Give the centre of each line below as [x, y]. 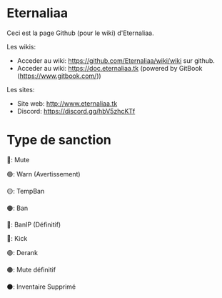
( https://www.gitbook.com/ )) [59, 76]
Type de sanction [59, 140]
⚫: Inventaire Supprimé [41, 287]
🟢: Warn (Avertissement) [44, 174]
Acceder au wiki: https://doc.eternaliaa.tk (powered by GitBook [110, 68]
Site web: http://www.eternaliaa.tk [67, 103]
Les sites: [21, 89]
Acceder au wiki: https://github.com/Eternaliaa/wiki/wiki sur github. [116, 60]
